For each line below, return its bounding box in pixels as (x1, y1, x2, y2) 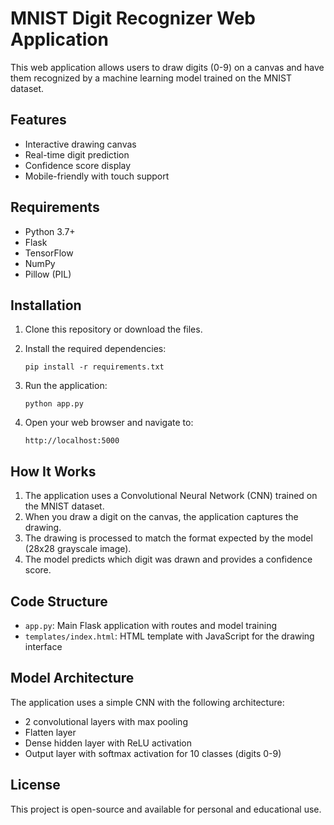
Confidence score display (24, 159, 132, 171)
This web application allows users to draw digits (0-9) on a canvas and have (10, 61, 325, 73)
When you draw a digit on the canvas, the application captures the (24, 511, 299, 523)
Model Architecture (10, 670, 135, 687)
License (10, 777, 61, 794)
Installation (10, 297, 82, 314)
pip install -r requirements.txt (24, 362, 165, 372)
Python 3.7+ (24, 225, 76, 237)
